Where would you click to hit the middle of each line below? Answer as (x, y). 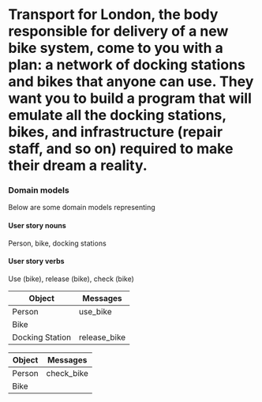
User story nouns (37, 226)
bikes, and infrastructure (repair (116, 132)
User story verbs (36, 261)
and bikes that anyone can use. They (131, 82)
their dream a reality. (78, 165)
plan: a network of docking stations (127, 65)
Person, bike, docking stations (57, 243)
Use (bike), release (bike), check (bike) (71, 279)
